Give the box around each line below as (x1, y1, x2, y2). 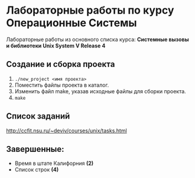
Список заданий (6, 111, 70, 122)
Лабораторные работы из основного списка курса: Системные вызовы (6, 36, 189, 43)
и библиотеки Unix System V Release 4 (6, 42, 106, 49)
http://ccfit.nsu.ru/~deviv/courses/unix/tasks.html (6, 127, 127, 134)
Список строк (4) (14, 166, 59, 173)
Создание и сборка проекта (6, 59, 115, 69)
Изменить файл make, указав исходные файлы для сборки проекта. (14, 87, 186, 95)
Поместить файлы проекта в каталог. (14, 81, 109, 88)
